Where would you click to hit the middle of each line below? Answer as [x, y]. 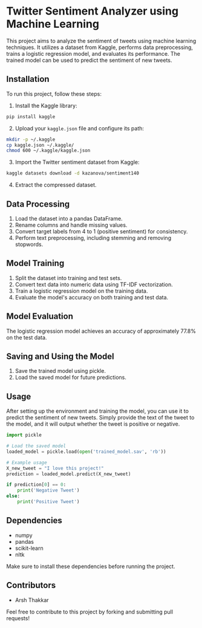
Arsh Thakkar [32, 600]
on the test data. [27, 337]
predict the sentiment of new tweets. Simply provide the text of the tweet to [100, 418]
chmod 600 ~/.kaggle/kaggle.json [48, 151]
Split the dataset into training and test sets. [68, 278]
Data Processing [38, 204]
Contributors [31, 585]
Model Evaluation [40, 316]
